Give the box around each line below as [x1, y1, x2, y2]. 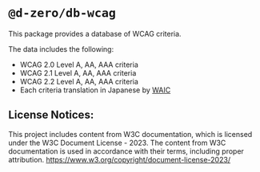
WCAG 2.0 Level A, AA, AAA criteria [19, 60, 138, 69]
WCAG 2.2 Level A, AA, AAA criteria [19, 76, 138, 86]
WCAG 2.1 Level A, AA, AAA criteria [19, 68, 137, 77]
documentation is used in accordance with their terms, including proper [8, 146, 244, 156]
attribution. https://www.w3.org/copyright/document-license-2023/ [8, 154, 230, 164]
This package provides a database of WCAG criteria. [8, 29, 182, 38]
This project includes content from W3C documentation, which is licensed [8, 129, 253, 139]
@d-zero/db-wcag [8, 6, 116, 21]
